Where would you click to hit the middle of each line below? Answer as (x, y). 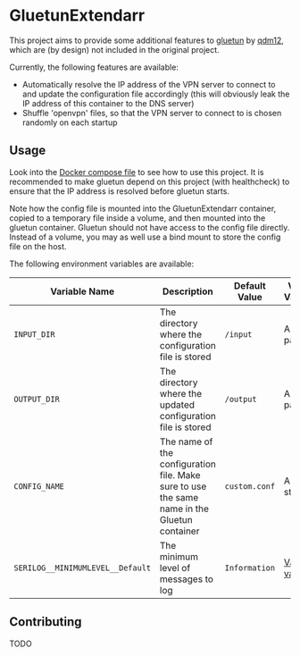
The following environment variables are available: (102, 264)
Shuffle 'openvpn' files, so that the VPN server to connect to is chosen (152, 113)
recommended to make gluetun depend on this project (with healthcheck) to (150, 181)
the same (179, 497)
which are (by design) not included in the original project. (115, 49)
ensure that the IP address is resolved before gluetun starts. (120, 191)
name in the (184, 509)
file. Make (180, 475)
